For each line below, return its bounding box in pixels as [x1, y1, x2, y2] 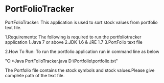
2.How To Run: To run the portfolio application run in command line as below [5, 49, 160, 54]
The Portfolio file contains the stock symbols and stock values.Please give [5, 67, 155, 73]
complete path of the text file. [5, 72, 65, 78]
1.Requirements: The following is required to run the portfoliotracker [5, 34, 141, 40]
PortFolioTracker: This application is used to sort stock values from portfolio [5, 19, 158, 25]
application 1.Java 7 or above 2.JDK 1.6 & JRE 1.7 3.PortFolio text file [5, 39, 143, 45]
